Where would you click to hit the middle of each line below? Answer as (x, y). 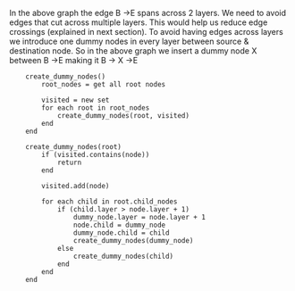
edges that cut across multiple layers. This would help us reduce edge (139, 22)
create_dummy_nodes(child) (123, 256)
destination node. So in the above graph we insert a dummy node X (133, 51)
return (69, 162)
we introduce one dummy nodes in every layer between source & (129, 41)
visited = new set (76, 100)
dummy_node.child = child (121, 233)
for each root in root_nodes (96, 108)
